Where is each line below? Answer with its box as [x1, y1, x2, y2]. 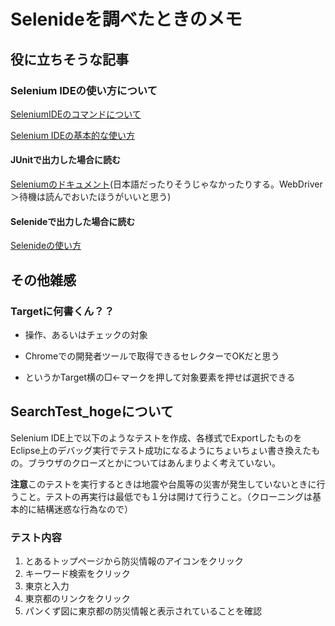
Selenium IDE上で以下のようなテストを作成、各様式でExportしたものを [10, 431, 303, 444]
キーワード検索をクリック [24, 568, 131, 580]
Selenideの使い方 [10, 240, 82, 252]
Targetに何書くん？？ [10, 304, 115, 318]
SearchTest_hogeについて [10, 403, 174, 420]
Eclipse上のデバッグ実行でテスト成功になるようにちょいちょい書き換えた [10, 444, 312, 456]
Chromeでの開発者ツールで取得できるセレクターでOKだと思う [24, 350, 280, 362]
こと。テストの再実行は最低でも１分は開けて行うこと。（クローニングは [18, 490, 313, 502]
